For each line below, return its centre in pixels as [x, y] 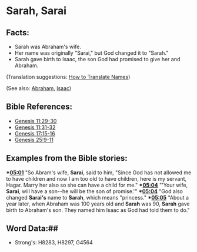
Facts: [18, 33]
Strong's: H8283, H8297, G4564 [54, 243]
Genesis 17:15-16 [35, 133]
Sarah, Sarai [36, 11]
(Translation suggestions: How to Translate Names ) [68, 77]
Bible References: [39, 107]
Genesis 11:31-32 [35, 127]
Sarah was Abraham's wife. [48, 47]
